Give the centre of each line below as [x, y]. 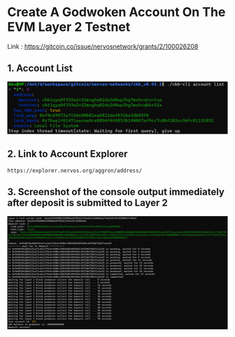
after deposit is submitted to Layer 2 [87, 203]
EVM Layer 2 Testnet [69, 27]
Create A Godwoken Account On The [116, 12]
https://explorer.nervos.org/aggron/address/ [74, 171]
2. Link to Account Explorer [67, 153]
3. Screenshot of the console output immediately [116, 192]
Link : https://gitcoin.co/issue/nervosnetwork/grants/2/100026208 [103, 46]
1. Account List [40, 68]
